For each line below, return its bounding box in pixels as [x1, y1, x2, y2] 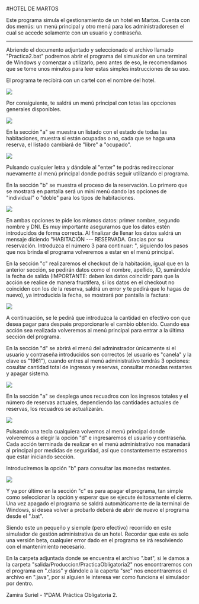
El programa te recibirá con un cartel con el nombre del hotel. [6, 77, 156, 84]
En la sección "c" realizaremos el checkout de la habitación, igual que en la [6, 260, 190, 267]
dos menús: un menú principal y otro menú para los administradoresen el [6, 23, 185, 30]
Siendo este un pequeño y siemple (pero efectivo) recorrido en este [6, 524, 172, 531]
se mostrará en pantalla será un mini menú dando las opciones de [6, 188, 167, 195]
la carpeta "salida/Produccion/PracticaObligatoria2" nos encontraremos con [6, 561, 192, 568]
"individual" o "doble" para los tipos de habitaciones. [6, 194, 135, 201]
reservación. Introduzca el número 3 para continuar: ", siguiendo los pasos [6, 242, 188, 249]
